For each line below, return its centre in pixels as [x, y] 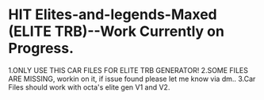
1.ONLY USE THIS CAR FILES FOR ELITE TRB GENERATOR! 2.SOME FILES [128, 70]
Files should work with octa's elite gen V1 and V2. [89, 87]
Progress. [41, 48]
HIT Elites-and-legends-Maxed [113, 15]
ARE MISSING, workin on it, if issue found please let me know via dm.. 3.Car [132, 79]
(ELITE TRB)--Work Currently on [116, 31]
